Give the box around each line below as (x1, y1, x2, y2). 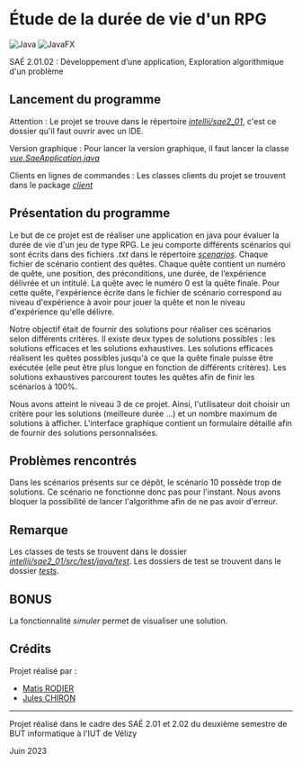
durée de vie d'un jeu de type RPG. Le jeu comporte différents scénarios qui (9, 239, 291, 250)
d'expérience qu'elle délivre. (9, 306, 115, 317)
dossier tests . (9, 566, 60, 577)
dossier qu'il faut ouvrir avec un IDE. (9, 125, 144, 136)
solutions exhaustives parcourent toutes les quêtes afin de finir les (9, 371, 255, 382)
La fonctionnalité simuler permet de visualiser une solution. (9, 615, 228, 626)
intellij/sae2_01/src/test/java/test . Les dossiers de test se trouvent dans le (9, 556, 281, 567)
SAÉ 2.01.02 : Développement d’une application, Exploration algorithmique (9, 56, 285, 67)
